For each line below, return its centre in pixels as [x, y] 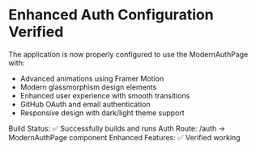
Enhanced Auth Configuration [111, 15]
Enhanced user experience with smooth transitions [105, 95]
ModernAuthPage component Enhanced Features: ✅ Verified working [124, 137]
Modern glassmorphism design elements [88, 87]
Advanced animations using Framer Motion [92, 78]
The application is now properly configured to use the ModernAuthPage [128, 54]
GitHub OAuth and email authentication [85, 104]
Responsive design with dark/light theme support [102, 112]
